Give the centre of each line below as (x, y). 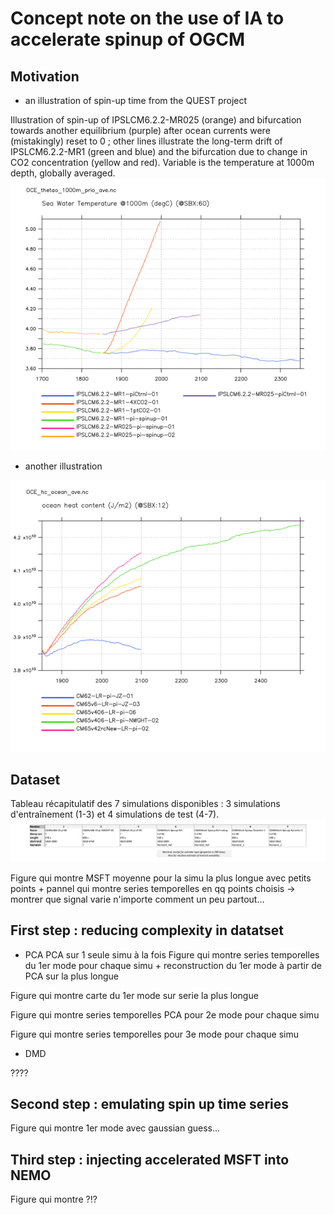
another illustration (63, 466)
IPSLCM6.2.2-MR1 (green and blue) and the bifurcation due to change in (159, 151)
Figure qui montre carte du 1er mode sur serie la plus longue (134, 995)
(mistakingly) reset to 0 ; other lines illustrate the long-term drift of (146, 141)
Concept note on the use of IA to (147, 18)
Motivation (45, 76)
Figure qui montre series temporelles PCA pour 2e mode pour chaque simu (165, 1014)
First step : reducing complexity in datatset (147, 930)
